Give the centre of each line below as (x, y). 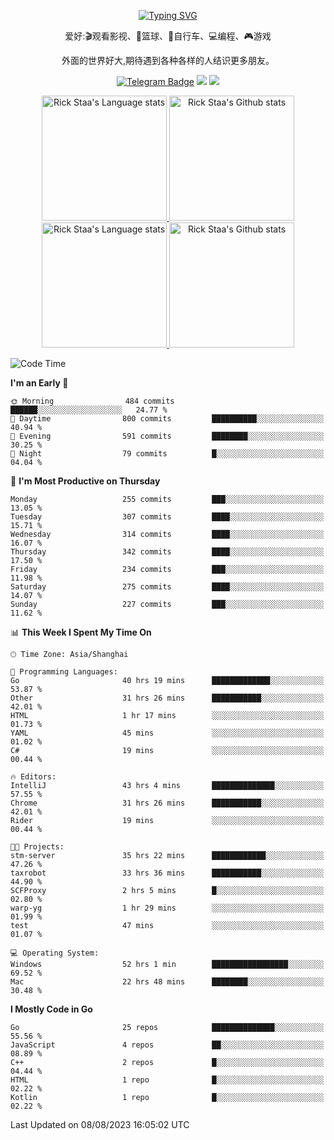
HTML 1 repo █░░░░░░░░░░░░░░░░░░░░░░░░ (167, 1080)
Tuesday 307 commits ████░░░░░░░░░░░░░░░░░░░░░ (167, 517)
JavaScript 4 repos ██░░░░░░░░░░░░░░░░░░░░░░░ (167, 1045)
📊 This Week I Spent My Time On (81, 632)
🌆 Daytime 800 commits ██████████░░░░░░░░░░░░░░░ (167, 419)
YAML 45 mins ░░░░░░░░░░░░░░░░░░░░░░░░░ (167, 733)
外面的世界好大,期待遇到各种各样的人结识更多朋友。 (168, 60)
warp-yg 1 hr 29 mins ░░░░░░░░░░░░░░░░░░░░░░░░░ (167, 908)
